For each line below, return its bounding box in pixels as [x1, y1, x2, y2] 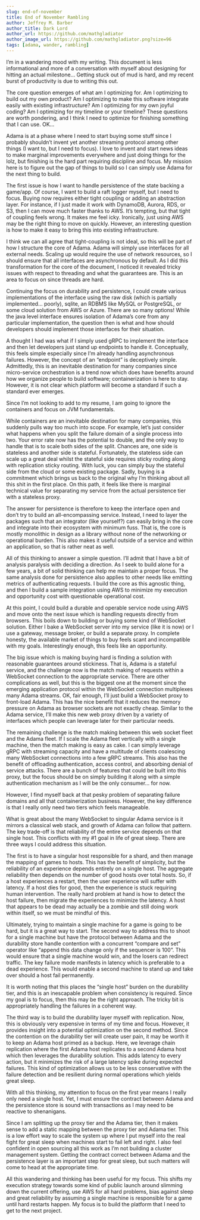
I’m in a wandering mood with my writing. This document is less [6, 58, 162, 66]
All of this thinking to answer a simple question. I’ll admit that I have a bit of [6, 554, 189, 562]
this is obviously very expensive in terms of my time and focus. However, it [6, 1020, 189, 1027]
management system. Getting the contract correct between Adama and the [6, 1151, 190, 1158]
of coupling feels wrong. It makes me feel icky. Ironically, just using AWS [6, 213, 184, 221]
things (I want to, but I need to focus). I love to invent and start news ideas [6, 144, 188, 152]
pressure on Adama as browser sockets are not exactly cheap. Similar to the [6, 704, 193, 711]
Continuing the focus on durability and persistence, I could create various [6, 287, 186, 294]
